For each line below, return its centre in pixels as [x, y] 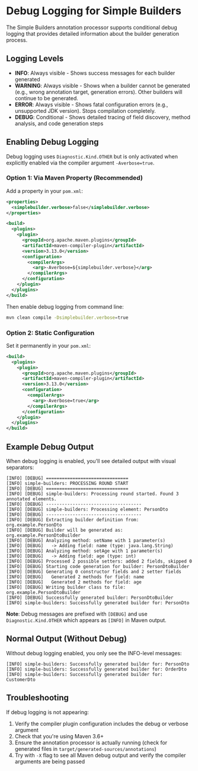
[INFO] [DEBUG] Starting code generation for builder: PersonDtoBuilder [98, 566]
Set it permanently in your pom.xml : [48, 345]
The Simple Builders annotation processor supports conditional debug [92, 27]
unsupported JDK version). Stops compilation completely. [85, 110]
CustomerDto [21, 680]
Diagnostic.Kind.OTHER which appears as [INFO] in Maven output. [87, 620]
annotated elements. [32, 499]
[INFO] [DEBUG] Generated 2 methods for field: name [75, 577]
